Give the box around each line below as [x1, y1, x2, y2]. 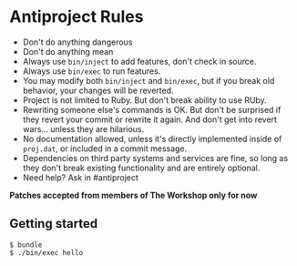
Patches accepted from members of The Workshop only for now [9, 189, 258, 200]
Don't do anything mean [22, 46, 114, 56]
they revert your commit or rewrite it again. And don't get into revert [22, 114, 278, 125]
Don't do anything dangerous [22, 36, 133, 47]
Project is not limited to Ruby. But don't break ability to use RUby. [22, 94, 267, 106]
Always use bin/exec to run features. [22, 66, 161, 77]
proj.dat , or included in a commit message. [22, 143, 188, 154]
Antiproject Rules [9, 6, 144, 27]
